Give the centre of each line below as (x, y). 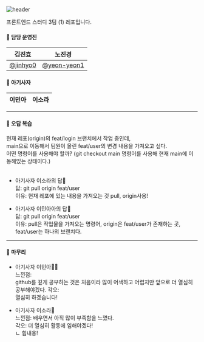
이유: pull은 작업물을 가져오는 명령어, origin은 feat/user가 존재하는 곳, (98, 224)
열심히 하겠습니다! (36, 297)
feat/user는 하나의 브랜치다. (48, 231)
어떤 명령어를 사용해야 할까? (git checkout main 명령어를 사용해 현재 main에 (97, 153)
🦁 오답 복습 (19, 124)
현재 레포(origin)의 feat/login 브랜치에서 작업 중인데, (69, 138)
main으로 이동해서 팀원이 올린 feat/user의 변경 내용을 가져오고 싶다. (87, 145)
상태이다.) (39, 161)
